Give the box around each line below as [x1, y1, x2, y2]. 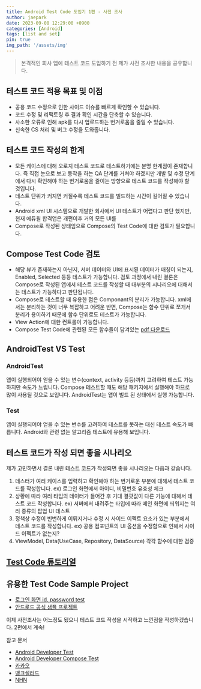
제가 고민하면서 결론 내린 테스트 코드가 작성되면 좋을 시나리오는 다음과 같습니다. [6, 465, 192, 472]
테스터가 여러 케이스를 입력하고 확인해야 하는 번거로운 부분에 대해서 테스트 [14, 478, 188, 485]
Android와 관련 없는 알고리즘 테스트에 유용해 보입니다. [23, 429, 151, 436]
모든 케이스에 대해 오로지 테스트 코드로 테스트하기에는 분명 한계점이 [14, 162, 172, 169]
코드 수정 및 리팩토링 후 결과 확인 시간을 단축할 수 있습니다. [14, 110, 153, 118]
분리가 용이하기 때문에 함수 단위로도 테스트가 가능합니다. [14, 311, 147, 318]
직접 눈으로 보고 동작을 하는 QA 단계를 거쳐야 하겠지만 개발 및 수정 [29, 169, 184, 177]
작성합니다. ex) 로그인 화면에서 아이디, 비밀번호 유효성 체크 [26, 485, 164, 492]
